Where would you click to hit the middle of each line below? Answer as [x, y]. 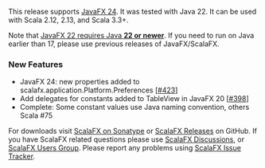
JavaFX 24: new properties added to [80, 82]
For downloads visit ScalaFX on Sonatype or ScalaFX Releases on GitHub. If [132, 131]
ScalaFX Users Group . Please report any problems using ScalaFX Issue [125, 148]
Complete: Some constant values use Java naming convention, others [134, 107]
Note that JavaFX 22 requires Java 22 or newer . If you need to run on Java [131, 35]
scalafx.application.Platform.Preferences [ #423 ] [99, 90]
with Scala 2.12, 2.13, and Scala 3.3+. [68, 20]
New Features [36, 64]
